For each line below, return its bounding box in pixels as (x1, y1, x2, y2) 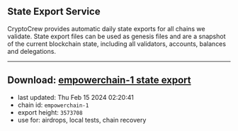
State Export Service (7, 6, 101, 18)
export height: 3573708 (17, 108, 83, 116)
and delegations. (7, 47, 57, 55)
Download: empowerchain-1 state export (7, 74, 191, 86)
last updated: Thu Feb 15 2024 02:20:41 (17, 93, 135, 101)
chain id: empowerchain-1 (17, 101, 89, 109)
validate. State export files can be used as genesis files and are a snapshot (7, 32, 226, 40)
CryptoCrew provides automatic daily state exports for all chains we (7, 24, 205, 33)
